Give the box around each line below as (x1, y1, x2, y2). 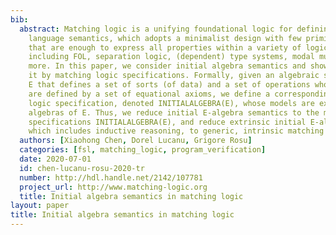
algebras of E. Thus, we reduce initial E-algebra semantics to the (28, 107, 320, 118)
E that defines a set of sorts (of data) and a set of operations (28, 80, 311, 90)
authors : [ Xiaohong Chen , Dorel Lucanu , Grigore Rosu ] (19, 136, 253, 146)
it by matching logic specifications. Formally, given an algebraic (28, 71, 320, 81)
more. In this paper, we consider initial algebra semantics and (28, 61, 307, 71)
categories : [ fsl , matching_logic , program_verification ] (19, 145, 267, 155)
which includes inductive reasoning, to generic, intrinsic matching (28, 126, 325, 136)
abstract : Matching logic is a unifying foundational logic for (19, 24, 293, 34)
